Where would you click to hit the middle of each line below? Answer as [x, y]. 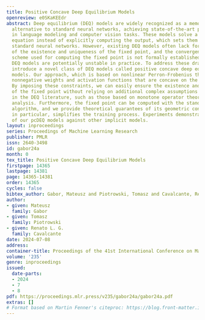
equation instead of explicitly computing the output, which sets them [105, 40]
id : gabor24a [23, 148]
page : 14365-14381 [30, 177]
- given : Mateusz [28, 206]
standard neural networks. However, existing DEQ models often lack [101, 47]
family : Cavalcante [37, 234]
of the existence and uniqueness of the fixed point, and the [92, 52]
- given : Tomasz [27, 217]
